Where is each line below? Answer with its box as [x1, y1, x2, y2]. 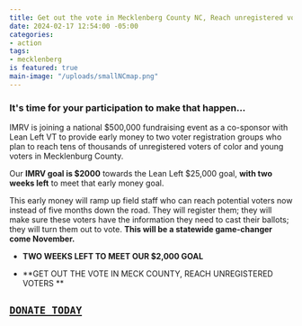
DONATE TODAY [9, 303, 83, 317]
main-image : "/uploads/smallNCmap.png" [9, 72, 159, 81]
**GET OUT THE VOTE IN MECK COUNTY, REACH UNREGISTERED [22, 268, 274, 279]
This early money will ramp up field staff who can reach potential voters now [9, 195, 293, 206]
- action [9, 38, 42, 48]
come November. [9, 233, 75, 244]
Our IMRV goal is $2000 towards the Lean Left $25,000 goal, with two [9, 168, 272, 179]
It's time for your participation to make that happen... [9, 101, 246, 113]
